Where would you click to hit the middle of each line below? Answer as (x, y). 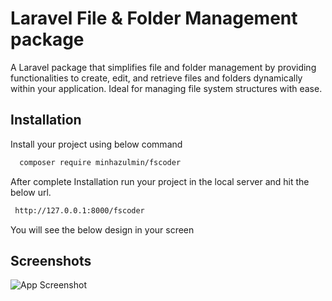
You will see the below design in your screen (102, 229)
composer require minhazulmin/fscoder (100, 162)
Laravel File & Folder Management (154, 18)
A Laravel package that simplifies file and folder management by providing (163, 67)
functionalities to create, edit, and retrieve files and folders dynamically (156, 78)
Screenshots (51, 260)
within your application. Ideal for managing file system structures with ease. (166, 88)
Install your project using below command (96, 144)
